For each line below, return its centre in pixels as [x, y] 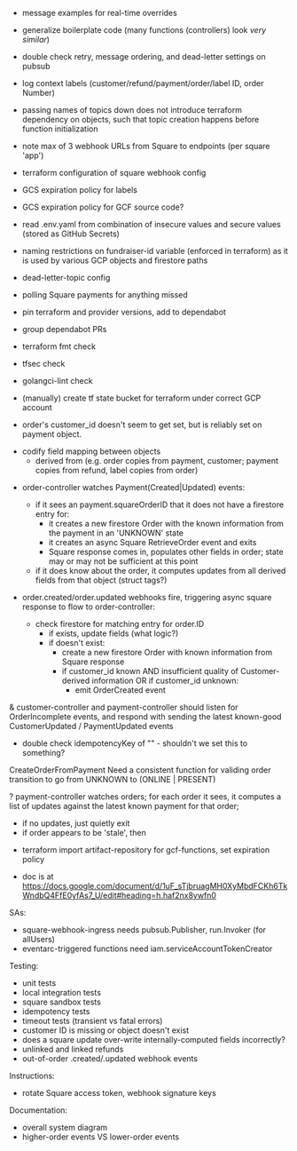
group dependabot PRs [64, 329]
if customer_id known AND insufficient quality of [150, 671]
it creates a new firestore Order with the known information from [166, 524]
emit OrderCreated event [121, 690]
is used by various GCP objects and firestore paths [115, 260]
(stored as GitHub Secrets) [70, 234]
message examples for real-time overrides [99, 13]
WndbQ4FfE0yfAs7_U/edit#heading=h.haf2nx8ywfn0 [119, 895]
